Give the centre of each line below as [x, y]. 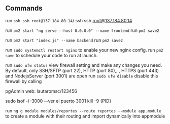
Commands [24, 8]
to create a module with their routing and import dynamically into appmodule [85, 116]
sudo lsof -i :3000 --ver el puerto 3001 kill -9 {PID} [58, 101]
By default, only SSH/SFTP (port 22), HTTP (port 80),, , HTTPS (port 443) [82, 70]
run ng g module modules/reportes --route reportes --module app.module [83, 110]
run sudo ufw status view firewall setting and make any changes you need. [84, 65]
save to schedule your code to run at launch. [52, 55]
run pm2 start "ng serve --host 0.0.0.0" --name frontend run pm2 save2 [82, 30]
